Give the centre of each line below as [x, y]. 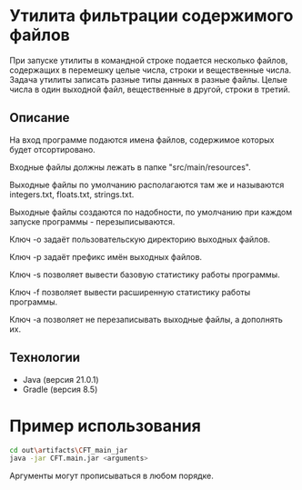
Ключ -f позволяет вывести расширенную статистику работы [130, 292]
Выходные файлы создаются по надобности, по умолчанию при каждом [151, 212]
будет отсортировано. [52, 149]
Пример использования [106, 426]
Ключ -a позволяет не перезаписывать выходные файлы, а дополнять [146, 319]
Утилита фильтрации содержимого [151, 16]
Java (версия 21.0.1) [60, 379]
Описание [40, 118]
